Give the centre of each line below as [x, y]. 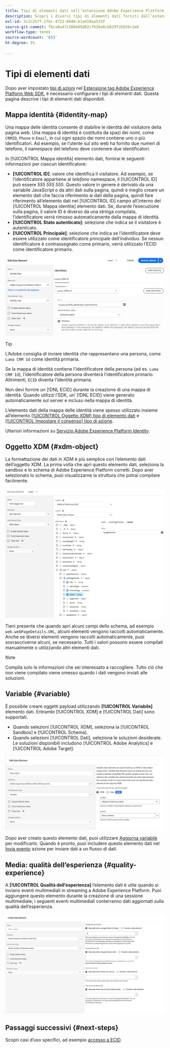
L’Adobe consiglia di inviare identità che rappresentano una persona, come [83, 353]
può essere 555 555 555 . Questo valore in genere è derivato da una [83, 184]
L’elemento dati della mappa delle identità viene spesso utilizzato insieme [81, 410]
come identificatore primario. [43, 249]
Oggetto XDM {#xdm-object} [52, 447]
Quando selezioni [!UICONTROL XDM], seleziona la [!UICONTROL [81, 727]
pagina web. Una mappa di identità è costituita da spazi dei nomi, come [80, 133]
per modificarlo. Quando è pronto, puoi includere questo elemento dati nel [82, 843]
